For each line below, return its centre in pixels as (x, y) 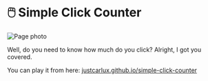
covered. (20, 57)
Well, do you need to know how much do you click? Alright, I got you (104, 49)
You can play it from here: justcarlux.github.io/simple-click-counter (102, 70)
